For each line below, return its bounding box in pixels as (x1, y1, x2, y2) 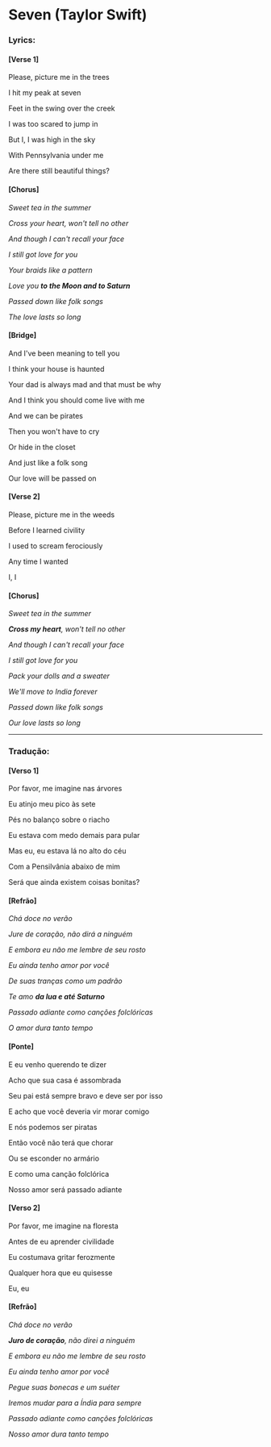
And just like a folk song (8, 457, 88, 467)
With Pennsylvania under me (8, 151, 104, 161)
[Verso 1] (8, 765, 39, 775)
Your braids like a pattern (8, 265, 93, 275)
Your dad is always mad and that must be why (8, 379, 161, 389)
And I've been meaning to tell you (8, 348, 120, 358)
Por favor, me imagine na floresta (8, 1220, 119, 1231)
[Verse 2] (8, 492, 40, 502)
